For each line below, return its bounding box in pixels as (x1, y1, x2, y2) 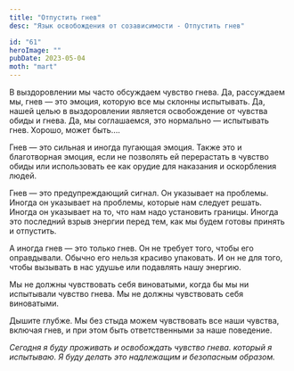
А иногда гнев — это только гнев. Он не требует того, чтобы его (9, 243, 254, 253)
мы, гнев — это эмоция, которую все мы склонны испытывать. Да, (9, 96, 265, 107)
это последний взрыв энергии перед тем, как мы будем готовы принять (9, 216, 285, 227)
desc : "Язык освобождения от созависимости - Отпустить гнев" (9, 21, 245, 30)
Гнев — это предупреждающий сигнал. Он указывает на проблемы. (9, 188, 269, 198)
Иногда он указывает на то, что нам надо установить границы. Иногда (9, 207, 279, 217)
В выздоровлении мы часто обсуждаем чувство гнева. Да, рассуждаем (9, 87, 285, 97)
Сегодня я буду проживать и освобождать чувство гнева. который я (9, 342, 273, 352)
